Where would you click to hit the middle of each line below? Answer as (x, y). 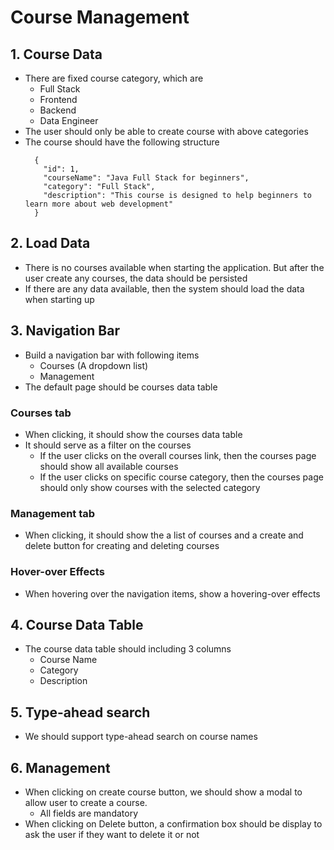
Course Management (100, 17)
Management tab (53, 513)
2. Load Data (50, 243)
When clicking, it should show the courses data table (133, 434)
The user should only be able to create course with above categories (166, 131)
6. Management (60, 767)
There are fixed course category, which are (114, 78)
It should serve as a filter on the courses (108, 445)
